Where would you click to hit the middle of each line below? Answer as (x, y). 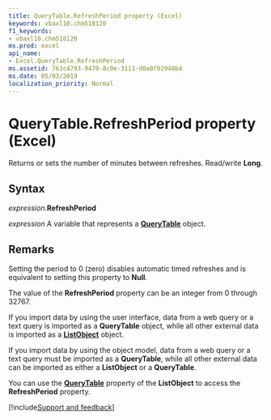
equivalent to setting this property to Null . (78, 278)
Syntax (27, 188)
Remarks (32, 249)
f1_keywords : (30, 31)
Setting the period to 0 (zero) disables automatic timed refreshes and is (127, 269)
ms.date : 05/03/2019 (43, 76)
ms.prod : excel (34, 46)
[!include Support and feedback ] (61, 407)
